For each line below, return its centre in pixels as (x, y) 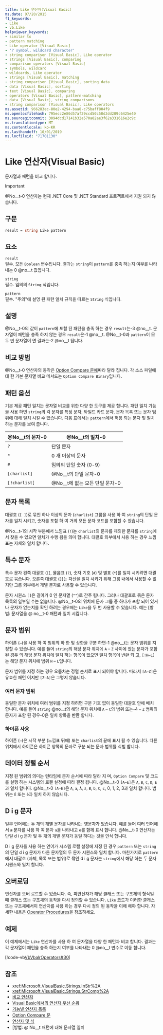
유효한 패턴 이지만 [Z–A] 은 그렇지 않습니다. (45, 678)
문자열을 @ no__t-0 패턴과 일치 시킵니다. (50, 613)
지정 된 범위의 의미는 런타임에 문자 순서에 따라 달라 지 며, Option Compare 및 (77, 776)
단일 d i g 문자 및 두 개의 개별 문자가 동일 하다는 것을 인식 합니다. (66, 836)
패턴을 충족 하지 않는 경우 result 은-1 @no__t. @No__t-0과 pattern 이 (84, 334)
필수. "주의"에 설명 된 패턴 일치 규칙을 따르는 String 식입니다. (63, 299)
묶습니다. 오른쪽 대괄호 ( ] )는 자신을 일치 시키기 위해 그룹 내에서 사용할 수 (83, 579)
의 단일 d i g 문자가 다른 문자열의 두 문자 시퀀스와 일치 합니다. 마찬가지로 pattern (82, 852)
